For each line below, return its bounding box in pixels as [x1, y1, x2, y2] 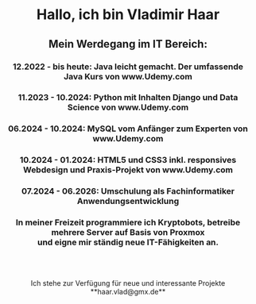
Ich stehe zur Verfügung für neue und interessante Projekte [30, 279, 226, 288]
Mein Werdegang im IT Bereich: [48, 37, 208, 51]
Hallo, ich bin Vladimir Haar [36, 6, 220, 24]
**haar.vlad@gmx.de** [90, 287, 166, 297]
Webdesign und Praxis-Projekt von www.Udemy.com [22, 164, 234, 175]
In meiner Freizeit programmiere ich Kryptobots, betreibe [15, 217, 241, 228]
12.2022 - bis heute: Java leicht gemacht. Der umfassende [13, 61, 243, 72]
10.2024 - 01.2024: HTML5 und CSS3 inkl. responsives [19, 155, 237, 166]
